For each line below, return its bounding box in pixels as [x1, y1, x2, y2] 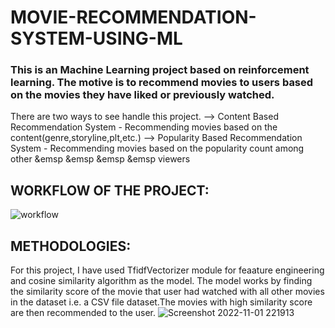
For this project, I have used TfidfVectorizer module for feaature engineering [10, 264, 325, 276]
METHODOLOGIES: [10, 237, 132, 255]
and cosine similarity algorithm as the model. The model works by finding [10, 275, 313, 287]
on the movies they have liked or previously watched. [10, 88, 275, 102]
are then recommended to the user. [10, 307, 157, 319]
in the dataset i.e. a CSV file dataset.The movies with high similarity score [10, 296, 313, 308]
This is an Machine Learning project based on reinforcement [10, 63, 310, 77]
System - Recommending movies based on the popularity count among [10, 142, 305, 155]
